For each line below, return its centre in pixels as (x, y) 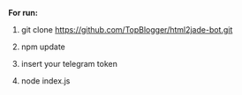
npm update (43, 47)
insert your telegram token (69, 64)
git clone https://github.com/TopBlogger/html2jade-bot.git (127, 29)
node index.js (45, 81)
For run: (23, 13)
